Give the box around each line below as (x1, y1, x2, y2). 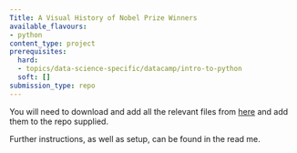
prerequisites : (9, 47, 67, 56)
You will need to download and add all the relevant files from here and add (9, 106, 289, 117)
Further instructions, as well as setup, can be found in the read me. (9, 133, 261, 144)
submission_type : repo (9, 81, 96, 90)
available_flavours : (9, 22, 88, 31)
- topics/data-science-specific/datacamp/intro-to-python (17, 65, 243, 74)
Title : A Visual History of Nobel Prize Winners (9, 13, 198, 23)
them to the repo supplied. (9, 116, 109, 127)
